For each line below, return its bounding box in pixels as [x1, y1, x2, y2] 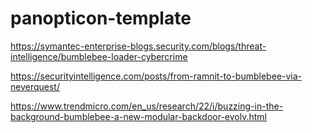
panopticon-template [10, 7, 192, 30]
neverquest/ [10, 80, 60, 92]
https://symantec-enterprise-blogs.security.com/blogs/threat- [10, 40, 267, 52]
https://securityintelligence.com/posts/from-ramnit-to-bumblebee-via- [10, 70, 302, 82]
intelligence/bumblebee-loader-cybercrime [10, 50, 188, 62]
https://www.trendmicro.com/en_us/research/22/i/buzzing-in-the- [10, 100, 284, 112]
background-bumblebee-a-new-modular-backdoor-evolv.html [10, 110, 267, 122]
